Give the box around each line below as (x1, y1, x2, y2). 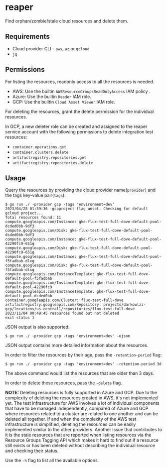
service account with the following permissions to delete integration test (5, 128, 154, 134)
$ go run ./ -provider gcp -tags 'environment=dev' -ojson (5, 334, 131, 339)
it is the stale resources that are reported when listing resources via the (5, 432, 152, 438)
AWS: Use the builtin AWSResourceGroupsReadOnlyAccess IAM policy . (12, 88, 151, 94)
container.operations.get (12, 144, 66, 149)
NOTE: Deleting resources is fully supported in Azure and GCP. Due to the (5, 390, 157, 396)
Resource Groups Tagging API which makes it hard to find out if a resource (5, 437, 159, 443)
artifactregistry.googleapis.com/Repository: (5, 302, 101, 307)
